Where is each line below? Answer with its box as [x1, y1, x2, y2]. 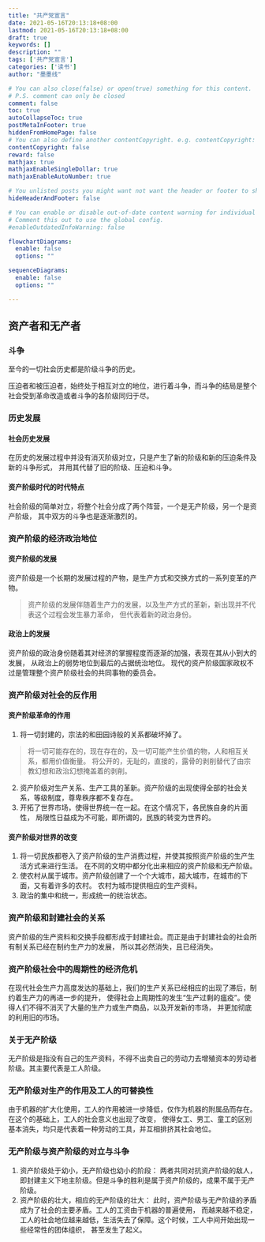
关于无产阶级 [8, 1034, 58, 1045]
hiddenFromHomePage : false [8, 129, 97, 137]
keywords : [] [8, 41, 51, 49]
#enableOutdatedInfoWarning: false [8, 223, 125, 231]
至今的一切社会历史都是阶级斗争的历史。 [8, 364, 140, 374]
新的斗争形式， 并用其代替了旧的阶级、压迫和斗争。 [8, 463, 176, 472]
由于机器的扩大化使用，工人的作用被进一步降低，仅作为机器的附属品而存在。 [8, 1105, 257, 1114]
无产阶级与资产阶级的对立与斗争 [8, 1146, 130, 1157]
